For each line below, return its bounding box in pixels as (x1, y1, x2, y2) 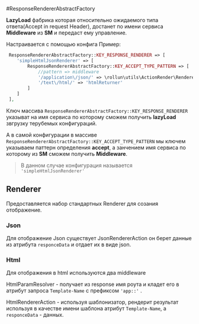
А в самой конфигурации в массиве (6, 131, 98, 139)
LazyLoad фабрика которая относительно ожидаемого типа (6, 17, 159, 23)
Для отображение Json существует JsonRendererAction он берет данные (6, 234, 192, 241)
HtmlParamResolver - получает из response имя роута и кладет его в (6, 281, 179, 288)
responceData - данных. (6, 312, 64, 319)
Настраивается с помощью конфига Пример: (6, 41, 121, 48)
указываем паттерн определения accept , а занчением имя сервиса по (6, 144, 187, 151)
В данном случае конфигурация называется (20, 162, 133, 169)
